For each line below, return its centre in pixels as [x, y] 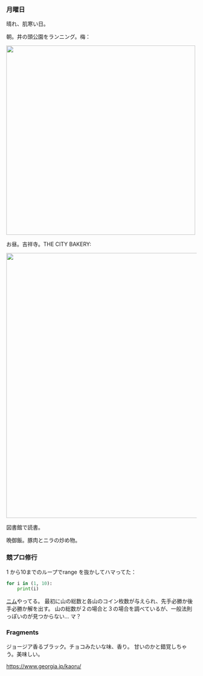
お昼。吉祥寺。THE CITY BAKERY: [49, 244]
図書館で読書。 [25, 528]
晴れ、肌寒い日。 [28, 24]
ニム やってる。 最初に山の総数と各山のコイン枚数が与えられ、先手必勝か [97, 601]
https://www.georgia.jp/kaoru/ [44, 666]
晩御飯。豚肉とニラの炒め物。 [43, 540]
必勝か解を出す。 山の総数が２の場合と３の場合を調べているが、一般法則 [101, 609]
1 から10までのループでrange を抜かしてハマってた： [72, 572]
